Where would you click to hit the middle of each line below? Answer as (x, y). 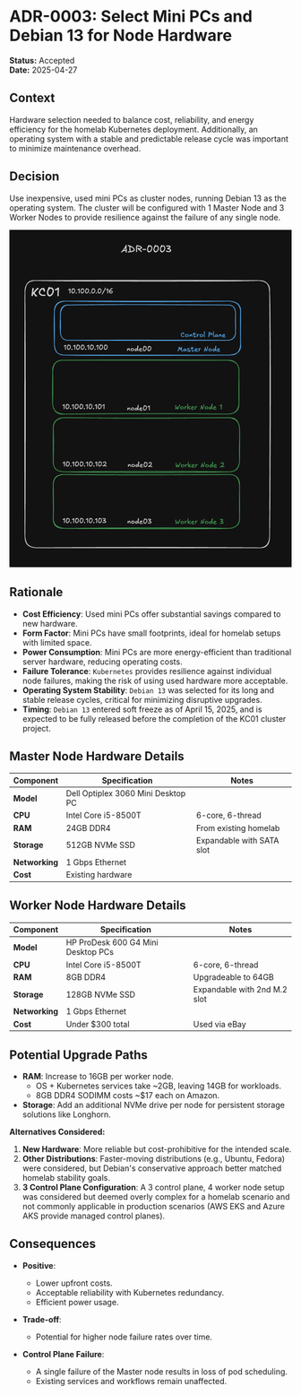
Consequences (53, 1244)
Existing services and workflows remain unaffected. (131, 1381)
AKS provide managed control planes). (94, 1216)
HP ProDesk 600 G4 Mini (112, 942)
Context (32, 98)
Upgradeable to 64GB (234, 977)
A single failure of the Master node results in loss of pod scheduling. (162, 1371)
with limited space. (57, 642)
